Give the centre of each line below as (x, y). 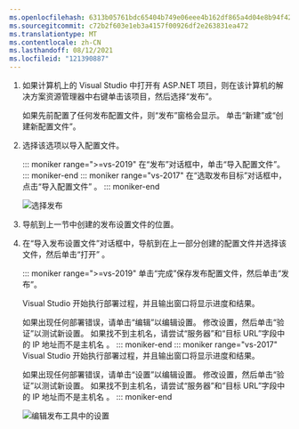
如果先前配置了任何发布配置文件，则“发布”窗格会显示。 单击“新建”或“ (149, 115)
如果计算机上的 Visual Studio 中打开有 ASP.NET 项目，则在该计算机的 (149, 85)
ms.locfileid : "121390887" (59, 59)
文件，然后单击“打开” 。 (66, 254)
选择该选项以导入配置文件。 (73, 145)
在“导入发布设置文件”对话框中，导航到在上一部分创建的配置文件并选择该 (154, 243)
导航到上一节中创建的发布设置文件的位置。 (100, 224)
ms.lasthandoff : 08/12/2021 (61, 51)
